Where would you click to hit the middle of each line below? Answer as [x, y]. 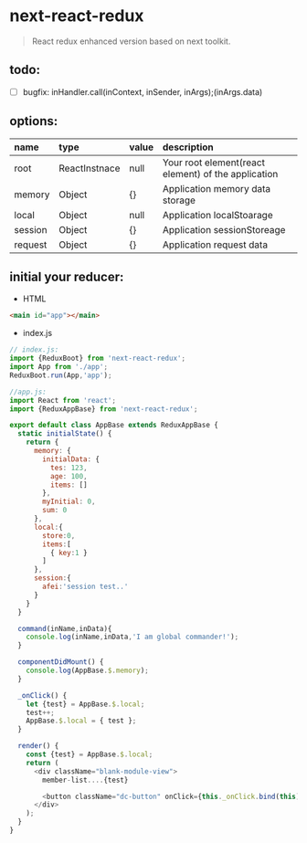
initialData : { [71, 459]
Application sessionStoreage [224, 229]
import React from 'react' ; [63, 400]
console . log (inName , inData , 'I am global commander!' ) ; [132, 637]
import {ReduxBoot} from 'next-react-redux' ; [97, 358]
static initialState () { [65, 434]
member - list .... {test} [85, 780]
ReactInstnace [90, 168]
